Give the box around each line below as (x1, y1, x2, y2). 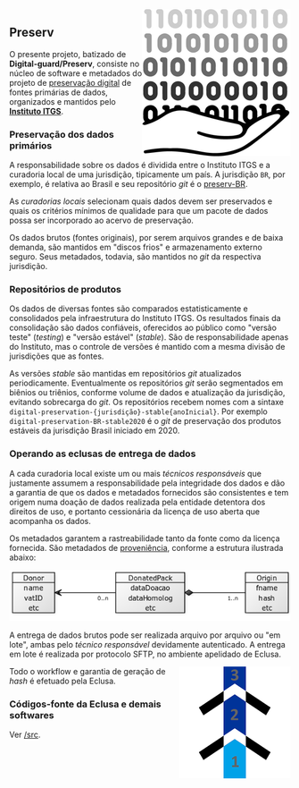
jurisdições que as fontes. (9, 351, 104, 361)
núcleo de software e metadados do (9, 67, 143, 79)
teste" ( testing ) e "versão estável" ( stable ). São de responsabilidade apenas (9, 332, 289, 343)
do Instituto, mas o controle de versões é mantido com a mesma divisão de (9, 342, 286, 352)
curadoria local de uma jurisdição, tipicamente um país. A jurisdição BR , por (9, 169, 286, 180)
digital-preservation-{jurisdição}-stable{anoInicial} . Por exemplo (9, 406, 268, 417)
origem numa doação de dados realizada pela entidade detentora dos (9, 496, 266, 507)
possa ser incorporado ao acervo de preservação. (9, 215, 195, 226)
